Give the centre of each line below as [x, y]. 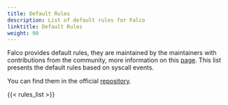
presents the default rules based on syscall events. [81, 67]
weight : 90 [23, 33]
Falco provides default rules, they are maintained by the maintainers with [112, 53]
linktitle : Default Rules [45, 26]
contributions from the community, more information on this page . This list [114, 60]
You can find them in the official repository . [69, 81]
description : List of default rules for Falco [76, 20]
